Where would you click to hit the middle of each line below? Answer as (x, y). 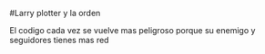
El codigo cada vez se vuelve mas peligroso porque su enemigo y (132, 30)
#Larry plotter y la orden (55, 13)
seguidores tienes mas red (59, 40)
